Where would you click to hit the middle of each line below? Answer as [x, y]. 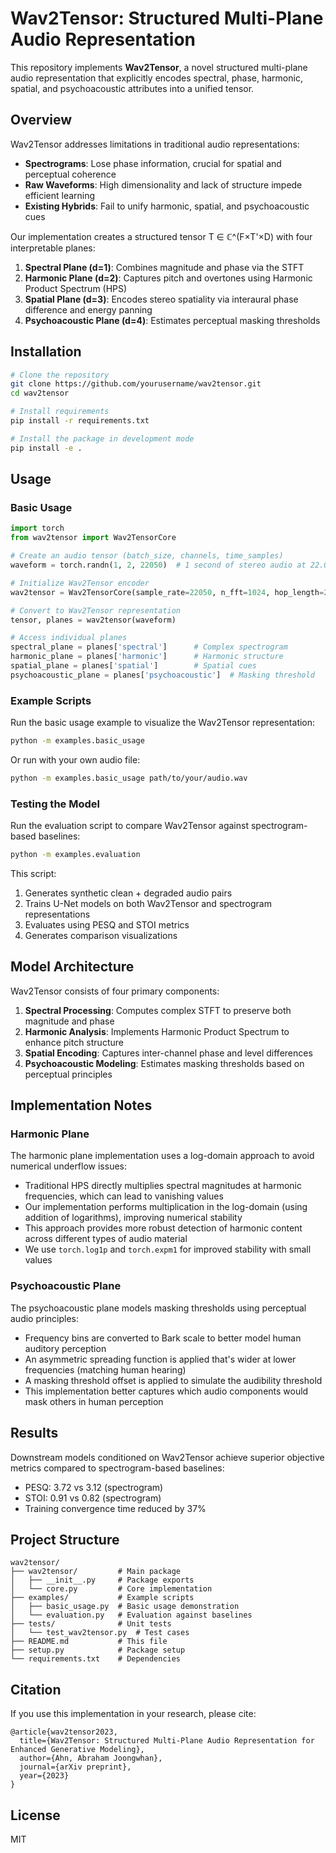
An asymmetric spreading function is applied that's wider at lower [160, 1359]
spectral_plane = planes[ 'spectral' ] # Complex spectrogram [149, 647]
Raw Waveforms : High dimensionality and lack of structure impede [163, 184]
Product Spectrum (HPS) [76, 288]
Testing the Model [55, 804]
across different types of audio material [106, 1239]
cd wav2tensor [40, 393]
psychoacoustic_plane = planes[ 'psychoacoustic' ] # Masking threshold [162, 675]
